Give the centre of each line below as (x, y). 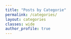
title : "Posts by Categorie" (36, 10)
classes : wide (20, 24)
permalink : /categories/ (31, 15)
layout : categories (26, 19)
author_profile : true (28, 29)
